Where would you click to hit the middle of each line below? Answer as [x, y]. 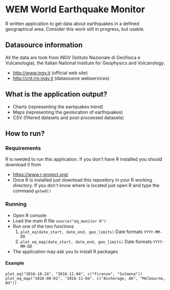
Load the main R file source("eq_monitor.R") [59, 220]
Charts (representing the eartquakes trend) [58, 106]
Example [15, 263]
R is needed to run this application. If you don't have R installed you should [84, 159]
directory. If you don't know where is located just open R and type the [86, 186]
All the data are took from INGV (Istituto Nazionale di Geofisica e [73, 57]
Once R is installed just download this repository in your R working [82, 180]
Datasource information [44, 45]
